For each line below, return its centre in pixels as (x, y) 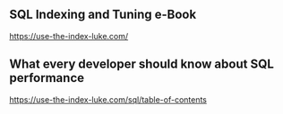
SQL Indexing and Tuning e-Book (103, 15)
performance (47, 78)
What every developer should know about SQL (142, 65)
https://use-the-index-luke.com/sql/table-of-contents (108, 99)
